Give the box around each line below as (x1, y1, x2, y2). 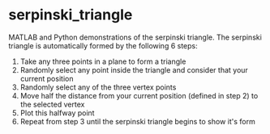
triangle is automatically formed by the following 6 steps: (8, 40, 199, 50)
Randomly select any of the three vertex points (19, 82, 177, 92)
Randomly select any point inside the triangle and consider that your (19, 65, 249, 74)
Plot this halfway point (19, 107, 95, 118)
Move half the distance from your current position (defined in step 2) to (19, 90, 259, 100)
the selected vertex (19, 99, 85, 109)
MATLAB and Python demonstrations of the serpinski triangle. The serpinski (8, 32, 262, 42)
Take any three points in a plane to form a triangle (19, 57, 186, 66)
